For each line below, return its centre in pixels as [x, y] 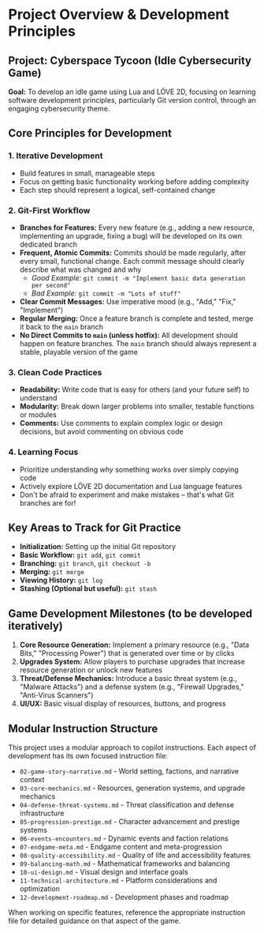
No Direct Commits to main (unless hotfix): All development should [128, 335]
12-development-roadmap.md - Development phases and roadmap [124, 897]
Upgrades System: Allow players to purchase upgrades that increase [132, 662]
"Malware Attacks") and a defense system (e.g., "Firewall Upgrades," [132, 687]
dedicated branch [48, 244]
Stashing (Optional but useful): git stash [88, 589]
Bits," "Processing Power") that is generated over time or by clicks [127, 653]
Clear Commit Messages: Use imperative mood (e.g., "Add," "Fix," [128, 301]
